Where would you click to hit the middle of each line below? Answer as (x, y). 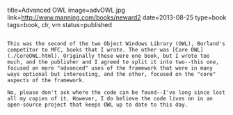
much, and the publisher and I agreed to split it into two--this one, (113, 62)
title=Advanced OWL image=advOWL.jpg (66, 10)
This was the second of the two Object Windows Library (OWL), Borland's (116, 44)
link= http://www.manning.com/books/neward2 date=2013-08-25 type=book (117, 17)
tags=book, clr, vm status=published (60, 25)
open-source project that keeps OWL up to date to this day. (98, 105)
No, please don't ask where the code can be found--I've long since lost (116, 93)
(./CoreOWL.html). (34, 56)
